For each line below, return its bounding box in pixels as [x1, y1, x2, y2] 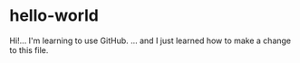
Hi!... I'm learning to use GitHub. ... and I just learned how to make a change [9, 35, 292, 46]
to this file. [9, 44, 49, 55]
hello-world [9, 5, 100, 26]
